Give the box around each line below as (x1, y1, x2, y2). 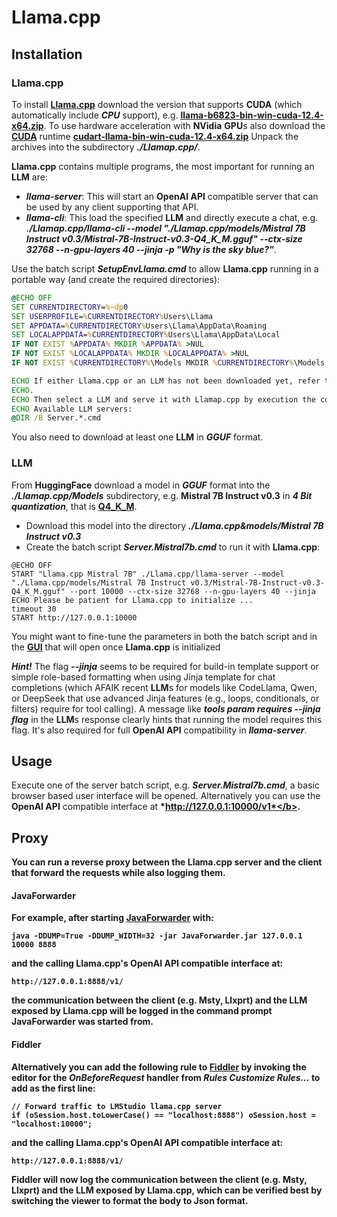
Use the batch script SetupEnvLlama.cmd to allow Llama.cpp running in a (11, 262, 319, 275)
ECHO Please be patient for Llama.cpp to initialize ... (11, 595, 254, 605)
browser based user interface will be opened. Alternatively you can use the (11, 790, 321, 802)
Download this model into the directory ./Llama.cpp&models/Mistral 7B (25, 519, 324, 531)
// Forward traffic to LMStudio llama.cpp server (11, 1101, 223, 1111)
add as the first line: (11, 1082, 96, 1094)
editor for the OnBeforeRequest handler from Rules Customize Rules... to (11, 1071, 321, 1083)
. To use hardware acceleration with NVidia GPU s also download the (43, 119, 326, 131)
